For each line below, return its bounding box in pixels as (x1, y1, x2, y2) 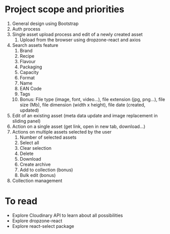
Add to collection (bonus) (19, 167, 73, 173)
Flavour (19, 58, 36, 64)
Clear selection (19, 145, 52, 151)
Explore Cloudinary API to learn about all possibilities (12, 212, 123, 218)
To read (5, 195, 38, 207)
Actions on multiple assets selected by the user (12, 128, 112, 135)
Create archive (19, 161, 51, 167)
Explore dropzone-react (12, 218, 63, 224)
